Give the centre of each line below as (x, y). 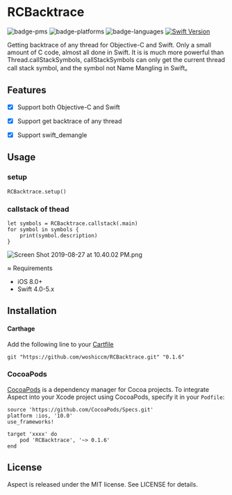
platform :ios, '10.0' (40, 416)
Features (27, 90)
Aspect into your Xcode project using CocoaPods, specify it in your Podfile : (116, 397)
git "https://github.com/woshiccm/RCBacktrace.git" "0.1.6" (96, 357)
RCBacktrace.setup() (37, 191)
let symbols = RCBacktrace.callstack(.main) (73, 223)
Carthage (21, 329)
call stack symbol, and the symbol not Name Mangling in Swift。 (99, 68)
